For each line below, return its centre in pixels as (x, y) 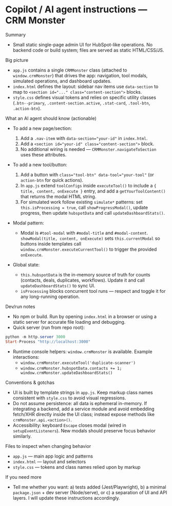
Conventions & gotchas (30, 382)
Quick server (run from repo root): (49, 327)
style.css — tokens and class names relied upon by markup (77, 467)
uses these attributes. (43, 154)
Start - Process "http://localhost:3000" (48, 342)
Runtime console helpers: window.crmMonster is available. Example (82, 352)
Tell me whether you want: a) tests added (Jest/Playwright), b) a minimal (89, 487)
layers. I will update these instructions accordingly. (66, 498)
